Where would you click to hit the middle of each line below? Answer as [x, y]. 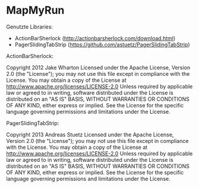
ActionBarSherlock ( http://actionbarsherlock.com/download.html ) [95, 38]
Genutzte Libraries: [30, 27]
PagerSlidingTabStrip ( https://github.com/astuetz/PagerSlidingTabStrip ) [102, 44]
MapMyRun [35, 10]
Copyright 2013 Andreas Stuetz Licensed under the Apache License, [90, 135]
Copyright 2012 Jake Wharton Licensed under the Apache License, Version [98, 67]
